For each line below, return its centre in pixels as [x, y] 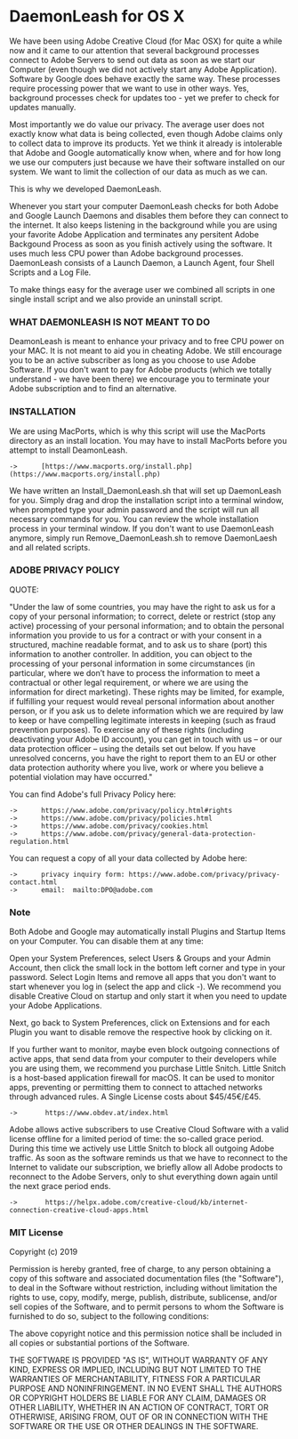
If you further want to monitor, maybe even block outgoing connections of [145, 1049]
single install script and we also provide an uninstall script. [116, 299]
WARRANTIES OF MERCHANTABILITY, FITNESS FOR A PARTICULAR [135, 1379]
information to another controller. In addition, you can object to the [131, 654]
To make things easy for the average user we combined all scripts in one [142, 289]
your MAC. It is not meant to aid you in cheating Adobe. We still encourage [146, 351]
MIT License [36, 1233]
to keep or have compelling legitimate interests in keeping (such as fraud [142, 720]
